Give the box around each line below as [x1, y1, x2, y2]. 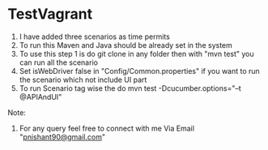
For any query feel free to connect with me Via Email [19, 123, 195, 133]
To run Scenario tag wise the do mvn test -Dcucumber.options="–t [19, 83, 241, 93]
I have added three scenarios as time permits [19, 32, 171, 41]
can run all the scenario [19, 58, 99, 67]
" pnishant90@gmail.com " [19, 131, 106, 142]
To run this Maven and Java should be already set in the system [19, 40, 232, 49]
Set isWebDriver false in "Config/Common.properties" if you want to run [19, 66, 260, 75]
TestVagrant [7, 5, 93, 24]
